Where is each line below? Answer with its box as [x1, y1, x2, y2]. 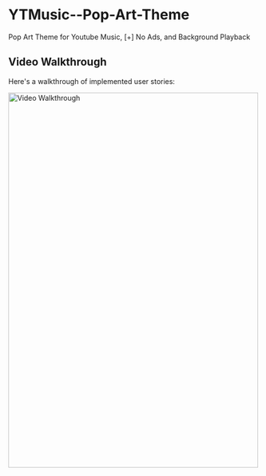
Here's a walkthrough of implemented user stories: [8, 76, 176, 86]
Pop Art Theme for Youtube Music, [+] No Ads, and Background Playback [8, 32, 251, 42]
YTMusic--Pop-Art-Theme [8, 6, 190, 24]
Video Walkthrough [8, 55, 107, 69]
